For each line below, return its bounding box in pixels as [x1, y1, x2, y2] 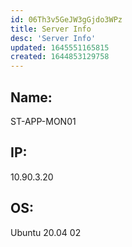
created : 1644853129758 [10, 52, 110, 62]
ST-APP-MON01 [10, 115, 77, 127]
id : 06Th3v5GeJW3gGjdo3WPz [10, 14, 123, 25]
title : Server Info [10, 24, 92, 34]
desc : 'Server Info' [10, 33, 97, 43]
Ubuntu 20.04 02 [10, 226, 82, 238]
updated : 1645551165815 [10, 42, 110, 53]
